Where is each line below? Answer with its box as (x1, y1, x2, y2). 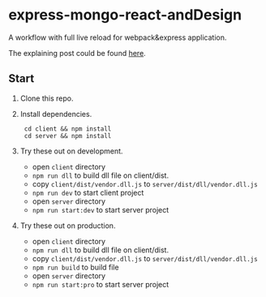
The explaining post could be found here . (8, 48, 146, 58)
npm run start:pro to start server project (32, 279, 169, 289)
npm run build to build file (32, 262, 119, 272)
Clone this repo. (19, 93, 74, 103)
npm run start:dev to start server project (32, 204, 169, 214)
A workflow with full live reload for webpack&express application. (8, 32, 227, 42)
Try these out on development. (19, 146, 123, 156)
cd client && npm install (24, 124, 112, 133)
